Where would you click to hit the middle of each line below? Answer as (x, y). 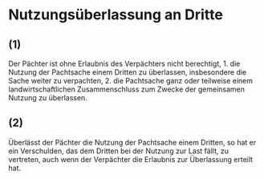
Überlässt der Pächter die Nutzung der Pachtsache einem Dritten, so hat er (132, 142)
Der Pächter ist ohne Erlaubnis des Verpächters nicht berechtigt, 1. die (124, 63)
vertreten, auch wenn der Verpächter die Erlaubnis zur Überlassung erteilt (131, 159)
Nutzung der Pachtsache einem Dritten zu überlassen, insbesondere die (128, 72)
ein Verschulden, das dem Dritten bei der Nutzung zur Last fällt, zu (118, 151)
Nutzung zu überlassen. (48, 98)
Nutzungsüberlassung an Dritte (116, 15)
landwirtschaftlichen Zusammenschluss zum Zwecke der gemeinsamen (127, 89)
